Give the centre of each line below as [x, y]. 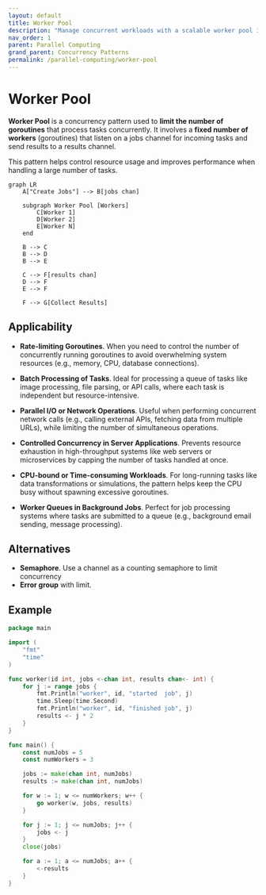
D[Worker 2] [57, 219]
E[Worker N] [57, 226]
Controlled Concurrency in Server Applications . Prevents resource [130, 443]
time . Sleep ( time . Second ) [78, 701]
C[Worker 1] [57, 212]
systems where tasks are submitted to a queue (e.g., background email [135, 516]
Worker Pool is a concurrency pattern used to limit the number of [116, 121]
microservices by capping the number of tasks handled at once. [124, 459]
